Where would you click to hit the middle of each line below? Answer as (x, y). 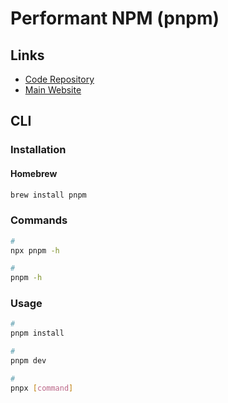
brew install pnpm (48, 195)
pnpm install (37, 333)
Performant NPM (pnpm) (115, 18)
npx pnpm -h (35, 250)
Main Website (53, 90)
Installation (38, 150)
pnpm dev (28, 361)
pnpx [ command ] (42, 388)
